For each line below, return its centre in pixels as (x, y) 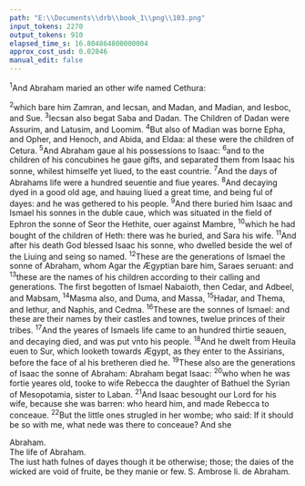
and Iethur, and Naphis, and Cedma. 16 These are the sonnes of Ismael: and (150, 308)
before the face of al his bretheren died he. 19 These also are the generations (152, 361)
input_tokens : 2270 (46, 26)
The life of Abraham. (48, 452)
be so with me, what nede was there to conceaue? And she (121, 425)
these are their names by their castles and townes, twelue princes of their (147, 319)
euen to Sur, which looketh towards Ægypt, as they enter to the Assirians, (147, 351)
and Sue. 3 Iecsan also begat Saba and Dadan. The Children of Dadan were (149, 117)
